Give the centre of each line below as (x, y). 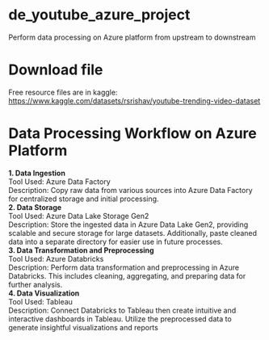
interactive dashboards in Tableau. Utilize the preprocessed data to (120, 319)
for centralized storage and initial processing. (84, 199)
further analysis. (36, 284)
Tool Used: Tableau (40, 301)
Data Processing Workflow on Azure (132, 134)
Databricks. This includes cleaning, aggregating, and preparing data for (127, 275)
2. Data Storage (35, 207)
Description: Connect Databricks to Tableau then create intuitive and (122, 310)
